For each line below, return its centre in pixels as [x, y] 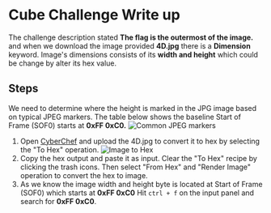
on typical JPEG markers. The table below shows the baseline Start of [125, 117]
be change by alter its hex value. [63, 63]
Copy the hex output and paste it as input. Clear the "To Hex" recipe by [138, 158]
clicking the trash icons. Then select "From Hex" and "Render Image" [135, 167]
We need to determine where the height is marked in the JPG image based [133, 108]
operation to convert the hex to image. [84, 175]
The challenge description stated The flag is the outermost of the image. [131, 37]
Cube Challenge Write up [94, 15]
